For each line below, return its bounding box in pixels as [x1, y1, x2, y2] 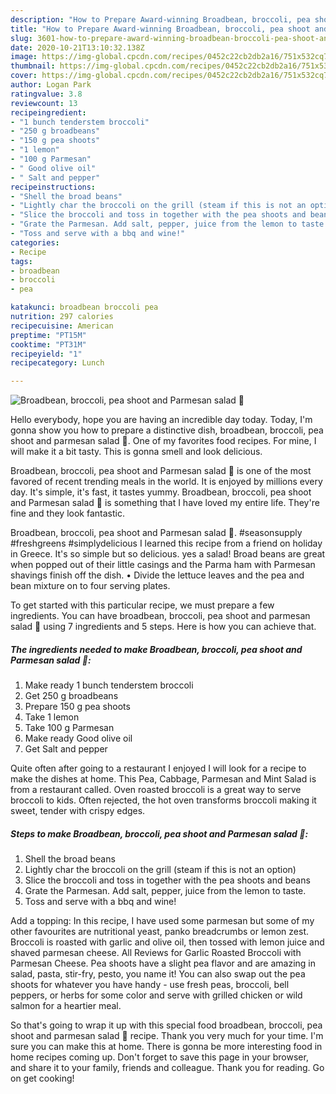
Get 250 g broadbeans [24, 690, 119, 702]
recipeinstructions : [10, 182, 97, 192]
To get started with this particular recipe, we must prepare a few [10, 599, 275, 611]
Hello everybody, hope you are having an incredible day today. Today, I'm [10, 414, 313, 426]
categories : [10, 237, 60, 248]
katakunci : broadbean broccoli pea [10, 302, 159, 313]
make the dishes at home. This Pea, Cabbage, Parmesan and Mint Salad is [10, 773, 317, 785]
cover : [10, 71, 38, 81]
